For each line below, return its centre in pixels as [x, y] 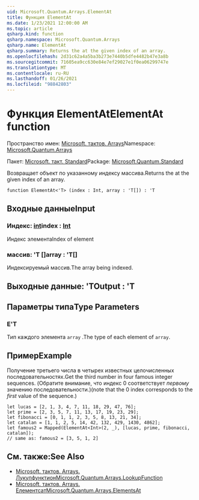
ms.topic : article [30, 29]
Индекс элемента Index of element [50, 239]
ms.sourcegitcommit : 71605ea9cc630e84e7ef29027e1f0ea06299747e [88, 62]
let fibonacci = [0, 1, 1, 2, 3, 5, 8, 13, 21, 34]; [74, 417]
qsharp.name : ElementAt [37, 46]
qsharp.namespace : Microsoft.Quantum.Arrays [63, 40]
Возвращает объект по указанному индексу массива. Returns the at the [98, 173]
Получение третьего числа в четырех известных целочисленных [90, 370]
